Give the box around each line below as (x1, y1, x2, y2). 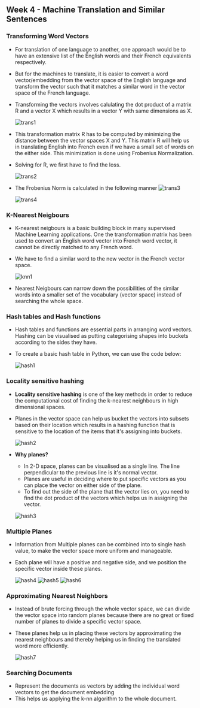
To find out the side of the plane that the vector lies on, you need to (23, 488, 190, 495)
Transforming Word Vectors (6, 32, 89, 41)
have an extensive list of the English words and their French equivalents (14, 52, 192, 59)
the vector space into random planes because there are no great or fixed (14, 612, 194, 619)
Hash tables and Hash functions (6, 312, 101, 320)
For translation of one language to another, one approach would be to (14, 46, 186, 53)
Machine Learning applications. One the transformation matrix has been (14, 231, 192, 238)
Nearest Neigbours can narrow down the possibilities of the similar (14, 285, 179, 292)
